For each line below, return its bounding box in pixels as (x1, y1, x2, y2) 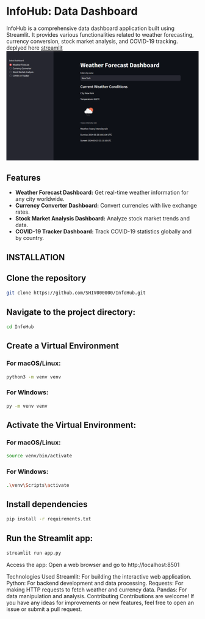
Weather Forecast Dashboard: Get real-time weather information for (15, 189, 189, 197)
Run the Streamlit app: (6, 533, 93, 543)
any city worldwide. (15, 195, 65, 203)
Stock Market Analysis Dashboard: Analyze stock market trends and (15, 215, 190, 222)
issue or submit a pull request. (6, 605, 82, 613)
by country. (15, 234, 45, 242)
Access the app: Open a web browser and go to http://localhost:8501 (6, 561, 180, 568)
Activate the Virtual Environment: (6, 420, 136, 430)
